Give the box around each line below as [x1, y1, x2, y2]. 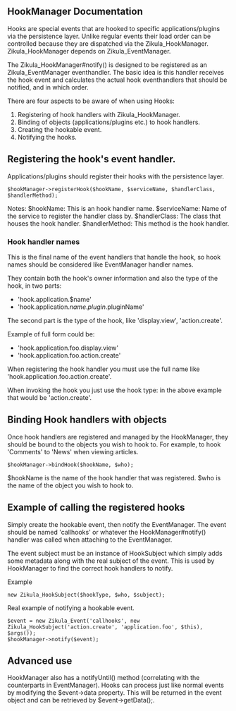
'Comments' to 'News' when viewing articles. [7, 447, 139, 456]
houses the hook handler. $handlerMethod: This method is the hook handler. [7, 219, 230, 228]
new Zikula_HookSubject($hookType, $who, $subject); [7, 591, 166, 598]
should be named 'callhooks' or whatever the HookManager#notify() [7, 528, 206, 536]
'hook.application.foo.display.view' [17, 344, 118, 352]
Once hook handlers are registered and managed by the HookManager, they [7, 432, 229, 441]
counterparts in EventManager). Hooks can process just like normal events [7, 681, 224, 690]
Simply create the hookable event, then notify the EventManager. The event [7, 520, 227, 528]
